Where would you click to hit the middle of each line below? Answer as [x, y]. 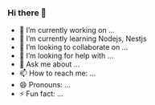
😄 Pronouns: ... [45, 85]
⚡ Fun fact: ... [41, 94]
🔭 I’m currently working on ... [67, 30]
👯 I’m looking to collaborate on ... [73, 47]
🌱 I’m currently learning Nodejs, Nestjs [83, 38]
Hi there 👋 [27, 13]
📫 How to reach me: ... [57, 73]
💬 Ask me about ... [49, 64]
